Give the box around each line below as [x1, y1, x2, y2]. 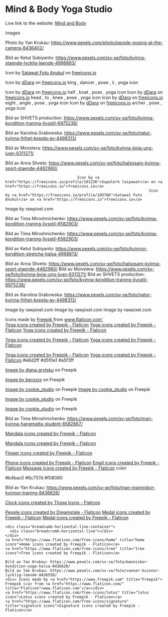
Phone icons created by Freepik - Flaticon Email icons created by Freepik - [5, 459, 159, 466]
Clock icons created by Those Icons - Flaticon [5, 499, 100, 505]
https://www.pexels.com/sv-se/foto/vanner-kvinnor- [50, 568, 160, 573]
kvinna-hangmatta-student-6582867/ [5, 420, 83, 427]
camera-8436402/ [5, 45, 44, 51]
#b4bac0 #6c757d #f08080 [5, 475, 63, 481]
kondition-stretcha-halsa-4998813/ [5, 251, 78, 257]
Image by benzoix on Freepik [5, 376, 65, 382]
